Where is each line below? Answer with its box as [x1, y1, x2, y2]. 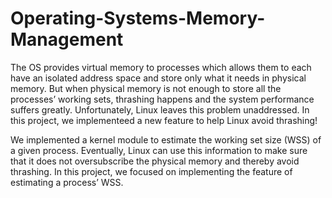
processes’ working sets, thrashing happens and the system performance [10, 93, 315, 105]
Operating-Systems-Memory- [10, 7, 266, 30]
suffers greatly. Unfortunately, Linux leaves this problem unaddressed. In [10, 103, 310, 116]
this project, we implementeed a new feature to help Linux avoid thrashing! [10, 114, 318, 126]
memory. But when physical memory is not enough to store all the [10, 82, 282, 94]
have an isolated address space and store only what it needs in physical [10, 72, 307, 84]
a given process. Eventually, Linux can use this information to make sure [10, 144, 308, 156]
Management [10, 28, 124, 51]
